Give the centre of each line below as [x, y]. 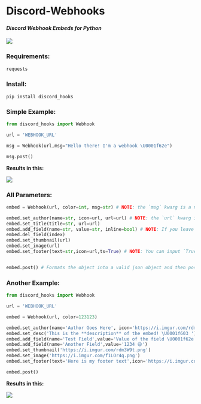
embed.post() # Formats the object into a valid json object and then [96, 267]
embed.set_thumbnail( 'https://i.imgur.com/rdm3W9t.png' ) [79, 350]
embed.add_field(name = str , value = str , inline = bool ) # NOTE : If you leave [100, 229]
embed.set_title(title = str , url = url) [53, 224]
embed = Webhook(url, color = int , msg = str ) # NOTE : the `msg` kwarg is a [99, 207]
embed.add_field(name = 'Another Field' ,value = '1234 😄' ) [77, 345]
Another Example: [33, 283]
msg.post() [20, 156]
